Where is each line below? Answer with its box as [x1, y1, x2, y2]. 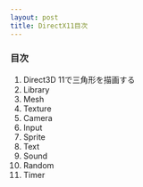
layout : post [10, 12, 59, 22]
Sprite [22, 131, 46, 142]
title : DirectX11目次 [10, 21, 88, 30]
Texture [22, 103, 52, 114]
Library [22, 84, 50, 94]
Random [22, 159, 55, 170]
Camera [22, 112, 53, 123]
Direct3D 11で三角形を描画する [22, 74, 136, 85]
